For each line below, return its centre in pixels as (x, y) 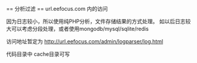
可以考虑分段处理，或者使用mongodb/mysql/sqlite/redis (80, 29)
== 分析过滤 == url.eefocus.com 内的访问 (57, 9)
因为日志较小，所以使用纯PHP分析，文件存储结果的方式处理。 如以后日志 (96, 21)
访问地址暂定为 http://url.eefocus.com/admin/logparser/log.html (85, 41)
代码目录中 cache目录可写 (38, 54)
